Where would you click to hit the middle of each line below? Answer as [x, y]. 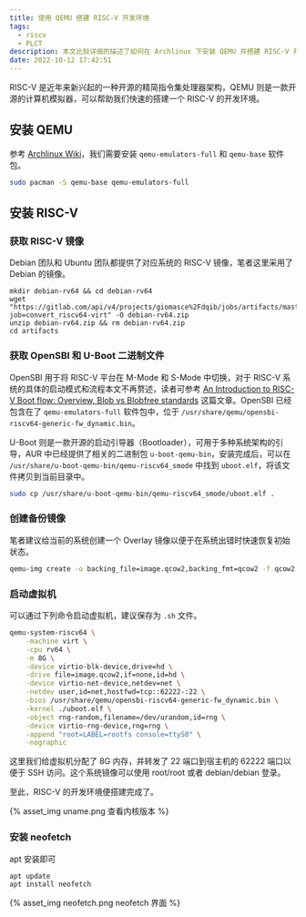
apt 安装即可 [33, 859]
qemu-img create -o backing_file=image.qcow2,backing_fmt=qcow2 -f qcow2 [153, 569]
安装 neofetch [41, 837]
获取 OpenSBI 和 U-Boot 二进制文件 [87, 356]
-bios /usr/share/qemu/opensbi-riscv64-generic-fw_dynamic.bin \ [153, 701]
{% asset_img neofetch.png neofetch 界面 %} [95, 903]
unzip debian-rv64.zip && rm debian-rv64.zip [97, 323]
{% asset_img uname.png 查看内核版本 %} [89, 811]
